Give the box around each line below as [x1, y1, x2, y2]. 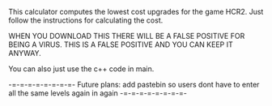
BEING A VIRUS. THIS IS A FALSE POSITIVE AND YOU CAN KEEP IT [8, 40, 233, 49]
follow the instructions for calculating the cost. [8, 15, 164, 25]
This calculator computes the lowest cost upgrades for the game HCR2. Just [8, 7, 264, 16]
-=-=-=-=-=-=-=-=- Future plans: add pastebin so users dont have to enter [8, 80, 260, 89]
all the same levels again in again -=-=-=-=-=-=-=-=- [8, 88, 188, 98]
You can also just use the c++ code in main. [8, 64, 155, 74]
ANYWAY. [8, 49, 42, 57]
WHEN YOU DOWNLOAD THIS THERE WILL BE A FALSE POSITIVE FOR [8, 32, 245, 40]
